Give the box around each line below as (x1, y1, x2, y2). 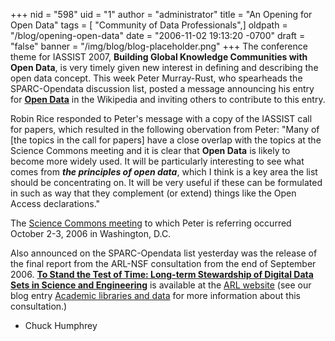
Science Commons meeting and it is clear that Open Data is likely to (10, 145, 291, 156)
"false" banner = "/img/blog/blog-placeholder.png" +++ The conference (10, 40, 308, 52)
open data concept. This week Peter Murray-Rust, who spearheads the (10, 72, 303, 84)
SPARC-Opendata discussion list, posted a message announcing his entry (10, 83, 315, 94)
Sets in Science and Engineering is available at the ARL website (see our (10, 279, 312, 291)
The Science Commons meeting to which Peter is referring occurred (10, 217, 292, 229)
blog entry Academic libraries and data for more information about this (10, 290, 301, 301)
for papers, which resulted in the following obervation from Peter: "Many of (10, 124, 320, 135)
